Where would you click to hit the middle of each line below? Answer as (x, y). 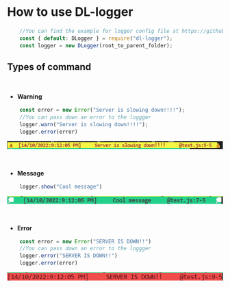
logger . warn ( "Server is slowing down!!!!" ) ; (84, 125)
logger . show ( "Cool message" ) (61, 187)
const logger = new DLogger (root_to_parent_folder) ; (96, 45)
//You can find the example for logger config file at (99, 31)
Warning (29, 97)
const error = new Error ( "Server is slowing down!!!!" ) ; (102, 110)
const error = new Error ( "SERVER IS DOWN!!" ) (86, 241)
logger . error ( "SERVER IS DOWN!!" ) (68, 256)
